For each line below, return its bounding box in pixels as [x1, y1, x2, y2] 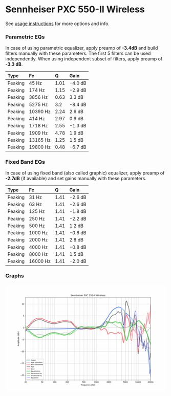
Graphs [5, 272, 24, 279]
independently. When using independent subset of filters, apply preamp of [5, 56, 163, 62]
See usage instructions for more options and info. [5, 20, 110, 27]
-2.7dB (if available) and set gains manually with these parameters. [5, 175, 147, 182]
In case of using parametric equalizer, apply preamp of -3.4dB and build [5, 45, 158, 51]
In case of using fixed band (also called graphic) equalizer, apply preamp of [5, 170, 165, 176]
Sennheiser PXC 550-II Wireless [5, 4, 145, 15]
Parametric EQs [5, 33, 45, 40]
